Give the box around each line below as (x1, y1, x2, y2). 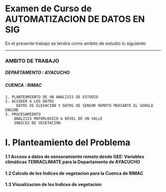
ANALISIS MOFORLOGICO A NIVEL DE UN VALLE (14, 116, 103, 121)
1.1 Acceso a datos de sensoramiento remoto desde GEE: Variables (5, 153, 144, 159)
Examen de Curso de (5, 3, 92, 14)
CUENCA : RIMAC (5, 82, 42, 88)
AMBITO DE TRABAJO (5, 57, 59, 64)
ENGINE (5, 107, 19, 113)
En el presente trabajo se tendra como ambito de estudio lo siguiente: (5, 40, 147, 46)
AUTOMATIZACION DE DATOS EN (5, 13, 145, 25)
